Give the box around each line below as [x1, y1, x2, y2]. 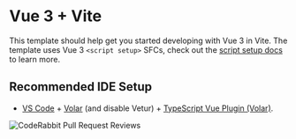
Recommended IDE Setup [9, 79, 153, 94]
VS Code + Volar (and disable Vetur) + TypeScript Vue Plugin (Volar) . [21, 103, 274, 113]
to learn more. [9, 54, 60, 64]
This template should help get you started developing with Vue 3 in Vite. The [9, 35, 288, 46]
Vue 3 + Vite [9, 6, 102, 26]
